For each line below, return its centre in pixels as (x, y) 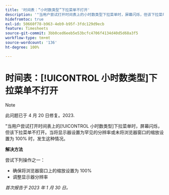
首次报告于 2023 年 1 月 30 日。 (38, 187)
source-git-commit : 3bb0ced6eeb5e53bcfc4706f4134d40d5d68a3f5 (72, 33)
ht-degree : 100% (22, 47)
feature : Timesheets (27, 29)
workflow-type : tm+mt (28, 38)
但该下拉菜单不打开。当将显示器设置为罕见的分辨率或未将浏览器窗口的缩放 (82, 132)
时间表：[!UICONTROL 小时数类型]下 (81, 78)
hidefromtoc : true (24, 19)
